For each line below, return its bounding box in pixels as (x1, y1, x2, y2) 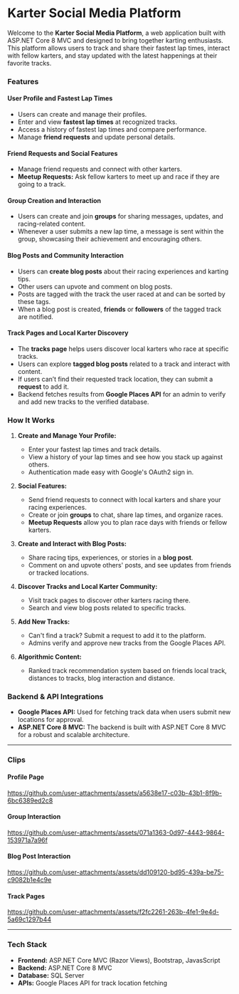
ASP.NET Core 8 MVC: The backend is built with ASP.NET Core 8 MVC (17, 723, 226, 731)
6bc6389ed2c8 (7, 796, 53, 805)
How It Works (7, 415, 55, 425)
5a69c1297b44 (7, 915, 52, 924)
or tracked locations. (28, 568, 89, 577)
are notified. (17, 312, 53, 321)
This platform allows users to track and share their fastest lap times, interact (7, 43, 230, 52)
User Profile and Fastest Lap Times (7, 94, 113, 103)
